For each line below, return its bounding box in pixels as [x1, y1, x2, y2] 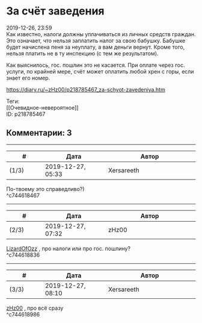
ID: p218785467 [6, 110, 46, 118]
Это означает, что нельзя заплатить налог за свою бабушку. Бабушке [6, 37, 186, 44]
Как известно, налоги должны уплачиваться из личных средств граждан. [6, 30, 196, 37]
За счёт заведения [6, 4, 105, 18]
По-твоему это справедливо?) [6, 185, 85, 192]
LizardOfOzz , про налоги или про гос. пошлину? [6, 245, 131, 252]
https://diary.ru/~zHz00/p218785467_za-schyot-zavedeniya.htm [6, 86, 165, 93]
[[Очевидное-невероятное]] [6, 104, 79, 111]
